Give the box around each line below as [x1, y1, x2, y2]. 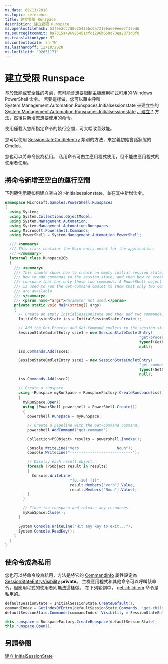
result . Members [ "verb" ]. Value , [69, 482, 135, 487]
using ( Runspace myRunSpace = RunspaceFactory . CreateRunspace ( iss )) [18, 390, 164, 395]
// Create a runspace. [18, 385, 66, 390]
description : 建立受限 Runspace [5, 21, 70, 27]
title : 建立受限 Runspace [5, 17, 56, 22]
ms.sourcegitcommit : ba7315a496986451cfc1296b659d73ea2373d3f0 [5, 31, 140, 36]
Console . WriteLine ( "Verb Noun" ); [27, 445, 133, 451]
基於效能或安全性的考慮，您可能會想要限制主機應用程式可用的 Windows [5, 90, 152, 96]
